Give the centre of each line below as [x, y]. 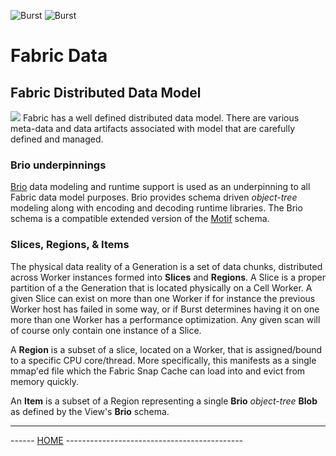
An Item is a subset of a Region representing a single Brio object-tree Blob [164, 401]
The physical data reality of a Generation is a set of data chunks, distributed [166, 266]
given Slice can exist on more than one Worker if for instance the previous [163, 298]
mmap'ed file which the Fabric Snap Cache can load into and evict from [158, 371]
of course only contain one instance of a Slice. [106, 330]
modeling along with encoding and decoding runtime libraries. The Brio [156, 208]
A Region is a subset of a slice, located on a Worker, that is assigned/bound [166, 349]
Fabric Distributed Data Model [106, 92]
